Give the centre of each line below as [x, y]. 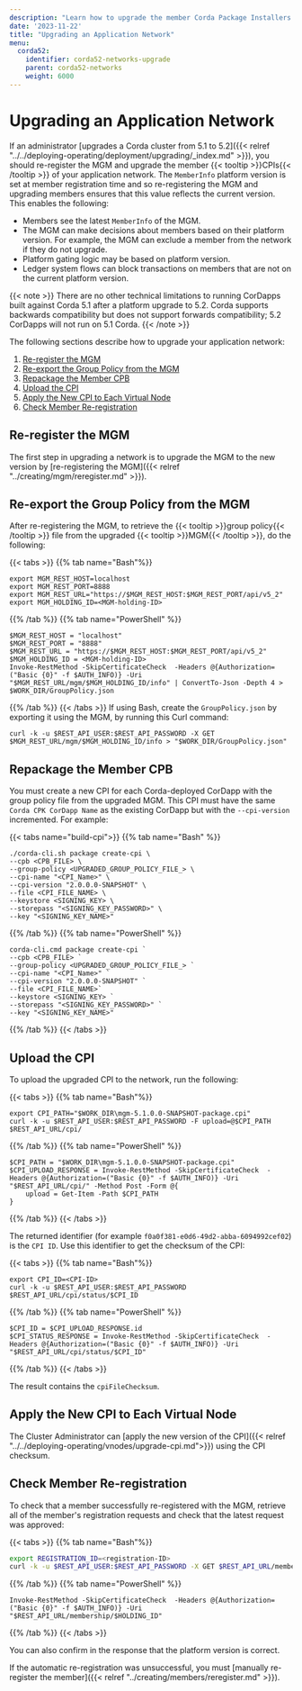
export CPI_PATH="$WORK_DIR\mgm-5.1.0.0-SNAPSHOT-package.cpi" [130, 1113]
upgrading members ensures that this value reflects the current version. [142, 194]
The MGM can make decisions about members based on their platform [153, 230]
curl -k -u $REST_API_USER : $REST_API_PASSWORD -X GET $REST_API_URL [140, 1567]
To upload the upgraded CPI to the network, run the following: [124, 1079]
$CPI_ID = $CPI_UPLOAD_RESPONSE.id [76, 1328]
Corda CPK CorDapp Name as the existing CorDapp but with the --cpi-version [150, 810]
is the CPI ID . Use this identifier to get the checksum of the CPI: [127, 1245]
